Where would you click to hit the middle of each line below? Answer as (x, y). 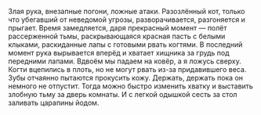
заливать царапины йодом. (54, 102)
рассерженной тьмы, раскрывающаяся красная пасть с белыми (117, 36)
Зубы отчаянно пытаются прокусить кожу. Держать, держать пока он (126, 78)
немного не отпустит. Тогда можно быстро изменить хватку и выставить (130, 86)
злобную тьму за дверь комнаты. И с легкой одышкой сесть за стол (123, 94)
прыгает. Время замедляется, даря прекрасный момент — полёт (118, 28)
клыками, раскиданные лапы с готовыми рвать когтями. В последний (125, 45)
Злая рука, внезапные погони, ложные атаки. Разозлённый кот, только (127, 11)
